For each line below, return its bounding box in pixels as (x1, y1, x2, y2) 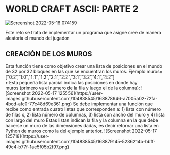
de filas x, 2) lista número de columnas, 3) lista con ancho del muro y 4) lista (5, 111, 165, 118)
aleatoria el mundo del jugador (5, 35, 70, 41)
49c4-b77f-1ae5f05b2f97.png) (5, 144, 70, 150)
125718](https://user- (5, 133, 49, 139)
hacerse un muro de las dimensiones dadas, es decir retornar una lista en (5, 122, 159, 128)
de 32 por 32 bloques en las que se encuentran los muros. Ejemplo (5, 68, 146, 74)
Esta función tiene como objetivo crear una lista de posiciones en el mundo (5, 63, 162, 69)
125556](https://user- (58, 90, 103, 96)
